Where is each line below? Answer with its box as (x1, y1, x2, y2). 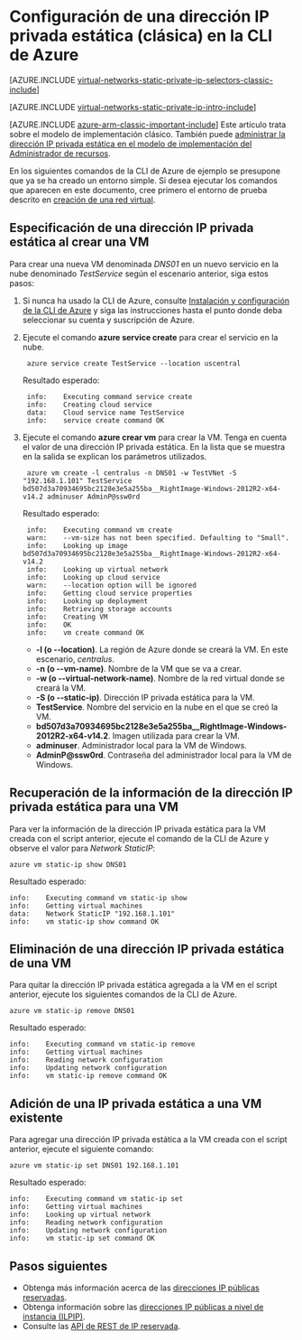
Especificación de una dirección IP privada (9, 220, 254, 236)
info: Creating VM (26, 612, 108, 621)
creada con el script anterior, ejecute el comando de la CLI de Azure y (9, 833, 269, 843)
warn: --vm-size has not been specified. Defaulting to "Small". (26, 533, 290, 543)
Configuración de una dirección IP (9, 6, 270, 27)
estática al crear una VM (9, 235, 150, 250)
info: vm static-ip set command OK (9, 1234, 155, 1243)
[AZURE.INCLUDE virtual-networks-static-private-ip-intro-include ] (9, 101, 257, 112)
